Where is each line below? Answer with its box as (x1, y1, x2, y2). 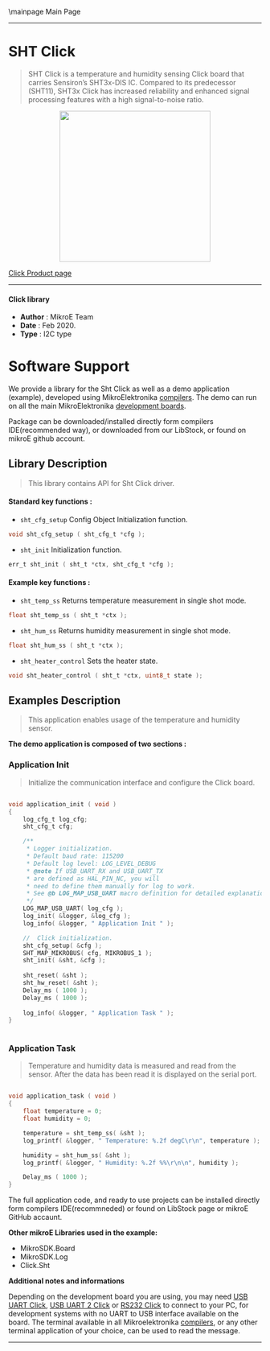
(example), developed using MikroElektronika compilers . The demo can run (8, 393, 257, 402)
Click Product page (8, 268, 72, 278)
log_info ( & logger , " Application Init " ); (22, 919, 174, 928)
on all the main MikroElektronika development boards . (8, 402, 186, 411)
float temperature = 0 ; (22, 1107, 103, 1115)
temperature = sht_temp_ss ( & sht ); (22, 1129, 146, 1137)
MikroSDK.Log (19, 1252, 68, 1262)
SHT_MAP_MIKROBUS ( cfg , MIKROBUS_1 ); (22, 949, 153, 957)
